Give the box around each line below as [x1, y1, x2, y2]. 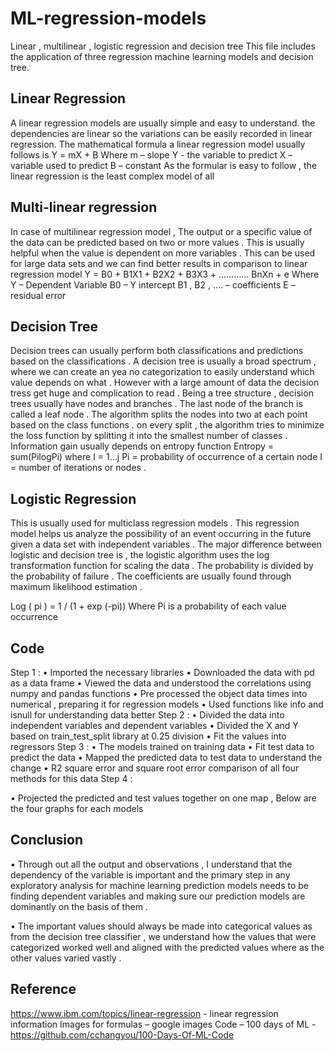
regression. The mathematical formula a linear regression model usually [10, 138, 306, 150]
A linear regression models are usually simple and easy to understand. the [10, 117, 316, 129]
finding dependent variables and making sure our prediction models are [10, 890, 306, 902]
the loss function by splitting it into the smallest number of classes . [10, 430, 288, 442]
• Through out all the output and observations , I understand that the [10, 858, 293, 870]
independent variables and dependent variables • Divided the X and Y [10, 720, 299, 731]
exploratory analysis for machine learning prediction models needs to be [10, 879, 309, 891]
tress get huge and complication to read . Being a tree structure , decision [10, 387, 314, 399]
